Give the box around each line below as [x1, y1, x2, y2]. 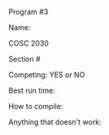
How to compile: [8, 102, 63, 111]
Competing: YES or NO [8, 70, 85, 80]
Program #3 [8, 7, 49, 16]
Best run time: [8, 85, 55, 95]
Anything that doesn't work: [8, 117, 102, 127]
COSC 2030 [8, 38, 49, 48]
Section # [8, 54, 41, 63]
